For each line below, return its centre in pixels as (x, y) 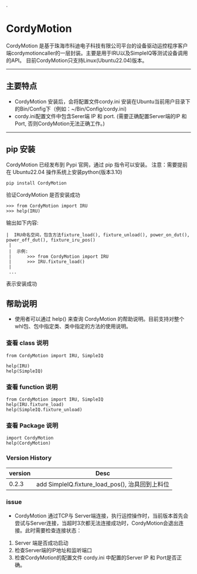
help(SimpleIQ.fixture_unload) (44, 409)
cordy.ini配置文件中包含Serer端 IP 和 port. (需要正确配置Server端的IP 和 (101, 116)
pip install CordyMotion (36, 183)
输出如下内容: (23, 223)
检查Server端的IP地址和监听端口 (53, 550)
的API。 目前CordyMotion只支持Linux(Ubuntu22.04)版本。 (77, 60)
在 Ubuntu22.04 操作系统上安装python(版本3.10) (64, 172)
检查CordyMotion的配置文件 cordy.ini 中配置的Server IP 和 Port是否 (96, 558)
